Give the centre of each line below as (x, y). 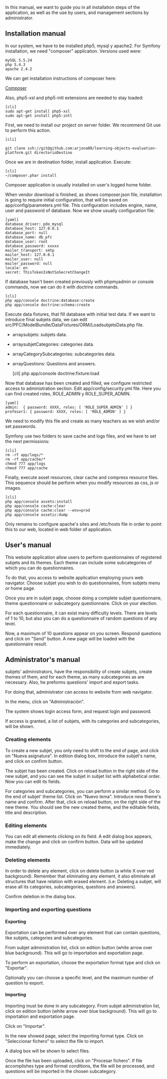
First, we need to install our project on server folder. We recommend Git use (83, 125)
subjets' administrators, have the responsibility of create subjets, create (79, 672)
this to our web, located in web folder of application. (59, 529)
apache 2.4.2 (19, 69)
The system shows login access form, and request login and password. (79, 712)
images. (13, 488)
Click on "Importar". (25, 1026)
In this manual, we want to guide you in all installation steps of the (73, 7)
